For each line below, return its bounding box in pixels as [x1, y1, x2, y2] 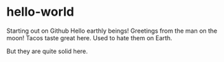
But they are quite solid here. [6, 47, 89, 55]
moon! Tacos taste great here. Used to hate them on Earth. [6, 33, 172, 42]
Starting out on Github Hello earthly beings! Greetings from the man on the [6, 27, 218, 35]
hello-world [6, 4, 75, 20]
